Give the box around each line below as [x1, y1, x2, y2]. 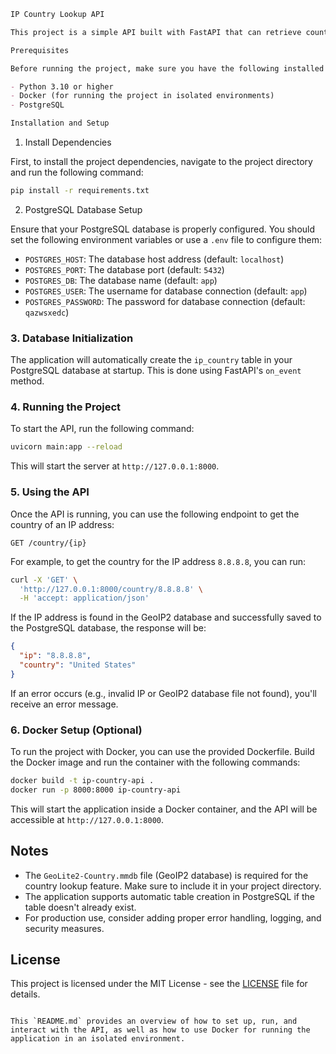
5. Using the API [10, 485, 90, 499]
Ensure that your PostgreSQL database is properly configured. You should [10, 223, 316, 235]
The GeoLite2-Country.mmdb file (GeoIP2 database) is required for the [24, 869, 309, 881]
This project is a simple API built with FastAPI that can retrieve [10, 27, 302, 37]
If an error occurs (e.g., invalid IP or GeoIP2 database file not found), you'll [10, 687, 317, 699]
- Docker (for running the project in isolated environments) [10, 91, 275, 101]
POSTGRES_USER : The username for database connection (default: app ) [24, 285, 308, 297]
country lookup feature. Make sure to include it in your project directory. [24, 880, 322, 892]
